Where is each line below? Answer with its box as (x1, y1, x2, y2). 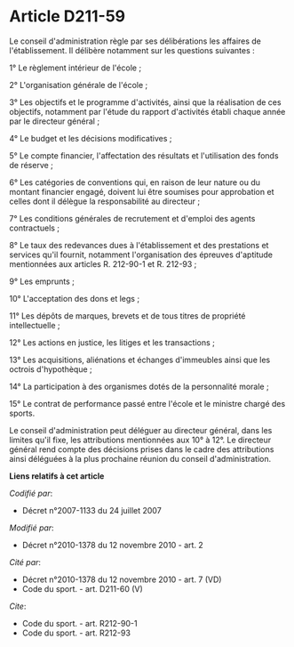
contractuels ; (9, 222, 60, 233)
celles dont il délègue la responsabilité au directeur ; (9, 196, 201, 206)
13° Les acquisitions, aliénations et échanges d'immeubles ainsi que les (9, 354, 271, 365)
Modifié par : (9, 522, 55, 533)
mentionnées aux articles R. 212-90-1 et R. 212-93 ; (9, 258, 197, 269)
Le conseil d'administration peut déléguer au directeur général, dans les (9, 425, 273, 435)
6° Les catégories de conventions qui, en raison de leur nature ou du (9, 176, 260, 188)
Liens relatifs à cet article (9, 470, 105, 481)
